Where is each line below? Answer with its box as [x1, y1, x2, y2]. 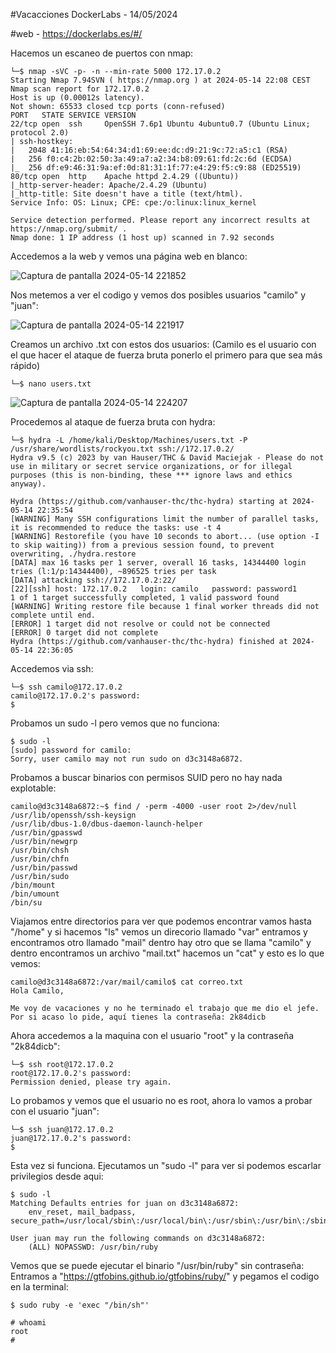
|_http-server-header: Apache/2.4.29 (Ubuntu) [10, 180, 208, 190]
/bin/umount [10, 889, 60, 899]
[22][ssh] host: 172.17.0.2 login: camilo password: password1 [10, 584, 298, 594]
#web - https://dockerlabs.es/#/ [10, 28, 143, 39]
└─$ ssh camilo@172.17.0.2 [10, 682, 123, 692]
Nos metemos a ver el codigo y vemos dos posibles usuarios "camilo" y [10, 289, 307, 301]
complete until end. [10, 610, 97, 620]
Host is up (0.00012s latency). [10, 93, 145, 103]
